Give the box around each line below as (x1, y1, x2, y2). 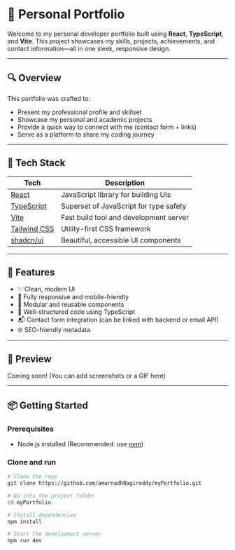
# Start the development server (7, 530, 101, 538)
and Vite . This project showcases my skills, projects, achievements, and (7, 36, 215, 45)
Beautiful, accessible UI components (60, 235, 182, 245)
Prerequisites (7, 424, 54, 434)
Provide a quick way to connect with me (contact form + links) (17, 123, 197, 131)
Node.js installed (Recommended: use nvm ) (17, 439, 144, 448)
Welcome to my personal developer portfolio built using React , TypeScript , (7, 29, 224, 38)
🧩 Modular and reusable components (17, 301, 124, 309)
